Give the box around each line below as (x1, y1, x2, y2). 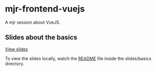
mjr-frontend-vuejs (5, 3, 85, 14)
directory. (5, 60, 24, 66)
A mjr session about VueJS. (5, 19, 61, 25)
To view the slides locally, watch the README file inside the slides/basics (5, 56, 152, 61)
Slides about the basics (5, 33, 78, 42)
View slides (5, 46, 28, 52)
